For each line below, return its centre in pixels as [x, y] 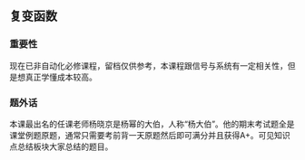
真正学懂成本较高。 [61, 77]
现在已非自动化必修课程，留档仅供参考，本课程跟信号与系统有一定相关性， [148, 65]
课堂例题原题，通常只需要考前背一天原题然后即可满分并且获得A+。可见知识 [150, 135]
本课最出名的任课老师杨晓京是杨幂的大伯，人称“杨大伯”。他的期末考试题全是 [152, 124]
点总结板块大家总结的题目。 [61, 146]
